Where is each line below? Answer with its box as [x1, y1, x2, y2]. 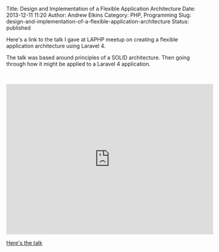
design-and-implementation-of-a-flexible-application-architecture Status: [6, 18, 190, 25]
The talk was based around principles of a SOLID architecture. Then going [6, 54, 190, 61]
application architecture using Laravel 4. [6, 42, 106, 49]
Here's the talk [6, 239, 43, 246]
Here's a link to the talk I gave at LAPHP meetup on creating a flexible [6, 36, 179, 43]
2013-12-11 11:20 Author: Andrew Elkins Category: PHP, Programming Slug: [6, 11, 191, 19]
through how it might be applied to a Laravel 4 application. [6, 60, 151, 67]
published [6, 24, 31, 31]
